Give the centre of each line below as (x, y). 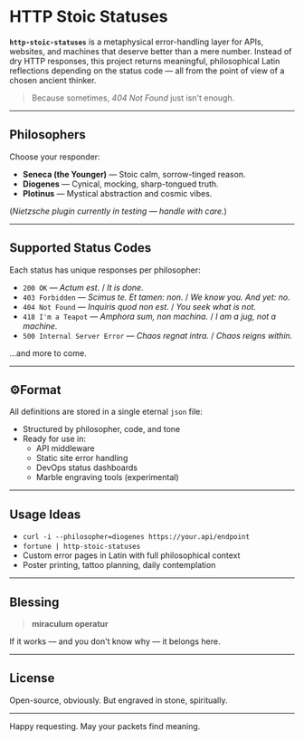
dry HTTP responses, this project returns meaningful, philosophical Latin (145, 61)
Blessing (34, 602)
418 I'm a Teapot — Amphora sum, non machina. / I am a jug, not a (149, 316)
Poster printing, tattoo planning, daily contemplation (119, 565)
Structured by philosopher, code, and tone (101, 429)
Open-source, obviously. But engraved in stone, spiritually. (119, 700)
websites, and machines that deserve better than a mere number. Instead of (151, 51)
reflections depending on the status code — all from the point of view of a (147, 71)
